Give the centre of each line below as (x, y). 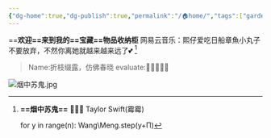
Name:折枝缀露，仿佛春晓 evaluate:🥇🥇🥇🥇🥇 (98, 67)
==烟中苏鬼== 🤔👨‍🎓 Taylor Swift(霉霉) (82, 109)
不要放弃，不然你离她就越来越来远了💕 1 (73, 49)
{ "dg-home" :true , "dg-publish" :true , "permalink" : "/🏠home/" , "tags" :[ (126, 16)
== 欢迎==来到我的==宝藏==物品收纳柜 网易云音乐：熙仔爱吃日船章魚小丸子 (134, 40)
